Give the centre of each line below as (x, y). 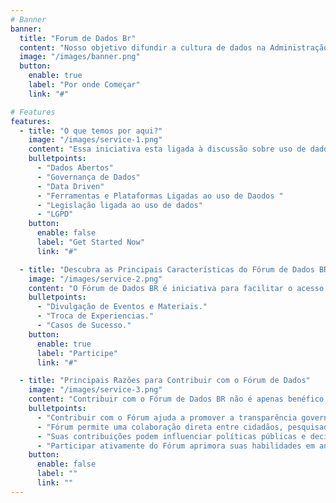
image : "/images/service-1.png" (95, 140)
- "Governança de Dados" (88, 177)
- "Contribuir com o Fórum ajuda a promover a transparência (167, 417)
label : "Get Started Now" (90, 242)
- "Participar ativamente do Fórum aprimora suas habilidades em (175, 446)
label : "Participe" (77, 353)
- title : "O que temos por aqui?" (91, 131)
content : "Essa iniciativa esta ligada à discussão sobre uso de (167, 149)
